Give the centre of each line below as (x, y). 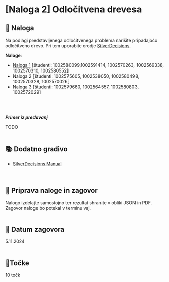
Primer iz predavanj (27, 117)
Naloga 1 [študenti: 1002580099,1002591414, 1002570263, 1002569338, (88, 65)
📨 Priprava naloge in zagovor (52, 190)
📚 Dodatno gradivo (37, 149)
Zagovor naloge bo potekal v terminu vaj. (48, 208)
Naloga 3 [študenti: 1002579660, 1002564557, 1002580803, (75, 87)
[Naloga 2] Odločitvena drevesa (74, 9)
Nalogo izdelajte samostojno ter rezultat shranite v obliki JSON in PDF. (79, 203)
